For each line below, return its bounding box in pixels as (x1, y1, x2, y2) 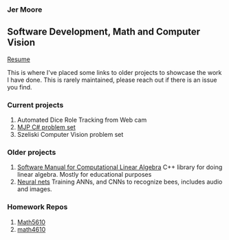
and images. (17, 185, 53, 193)
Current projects (7, 100, 64, 109)
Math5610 (17, 218, 46, 226)
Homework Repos (7, 202, 68, 212)
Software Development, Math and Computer (7, 26, 201, 38)
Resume (7, 55, 31, 63)
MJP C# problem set (17, 123, 76, 131)
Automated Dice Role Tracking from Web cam (17, 116, 147, 124)
